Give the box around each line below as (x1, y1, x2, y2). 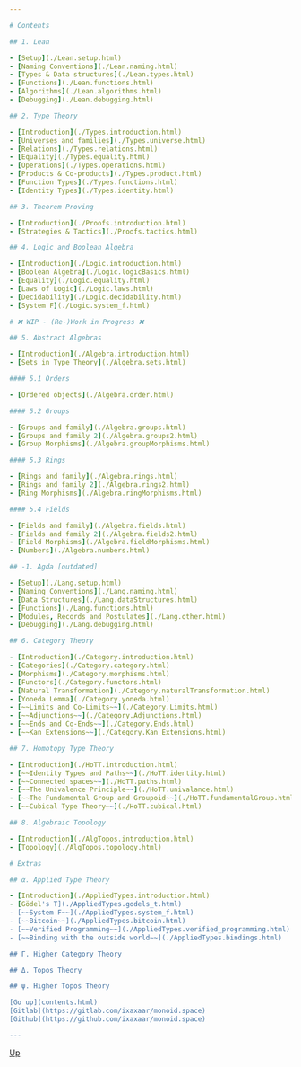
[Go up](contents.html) (9, 998, 99, 1007)
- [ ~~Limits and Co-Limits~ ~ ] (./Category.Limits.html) (9, 702, 219, 712)
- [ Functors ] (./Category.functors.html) (9, 677, 163, 687)
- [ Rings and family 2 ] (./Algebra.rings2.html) (9, 481, 191, 489)
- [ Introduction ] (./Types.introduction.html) (9, 128, 182, 137)
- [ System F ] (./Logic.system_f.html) (9, 301, 150, 310)
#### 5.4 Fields (9, 505, 70, 514)
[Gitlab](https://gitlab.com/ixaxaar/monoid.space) (9, 1007, 206, 1016)
